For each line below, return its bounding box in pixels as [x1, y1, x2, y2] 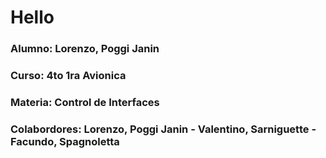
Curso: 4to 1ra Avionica [10, 69, 127, 83]
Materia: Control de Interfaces [10, 95, 160, 109]
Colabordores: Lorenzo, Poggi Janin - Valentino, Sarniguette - [10, 122, 317, 136]
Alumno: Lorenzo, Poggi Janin [10, 42, 160, 56]
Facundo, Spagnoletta [10, 134, 120, 148]
